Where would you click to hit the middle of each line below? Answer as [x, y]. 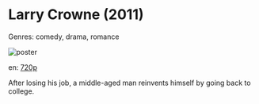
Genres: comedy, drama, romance [64, 37]
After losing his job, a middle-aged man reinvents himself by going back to [129, 83]
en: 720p [23, 67]
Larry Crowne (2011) [76, 15]
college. [21, 91]
